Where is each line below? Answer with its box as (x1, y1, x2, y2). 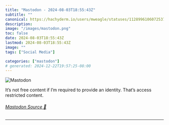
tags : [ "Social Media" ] (5, 49, 55, 54)
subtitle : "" (5, 12, 33, 17)
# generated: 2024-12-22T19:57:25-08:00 (5, 64, 92, 69)
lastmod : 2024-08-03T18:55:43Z (5, 40, 71, 45)
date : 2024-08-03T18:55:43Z (5, 36, 64, 41)
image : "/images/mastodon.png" (5, 26, 71, 31)
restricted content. (5, 92, 44, 98)
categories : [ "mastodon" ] (5, 58, 59, 64)
